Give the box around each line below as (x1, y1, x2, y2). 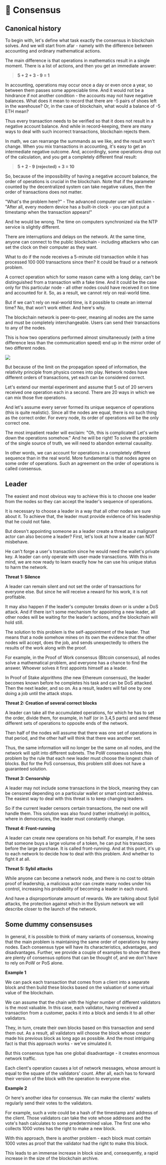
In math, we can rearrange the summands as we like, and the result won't (5, 138, 155, 144)
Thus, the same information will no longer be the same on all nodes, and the (5, 744, 160, 751)
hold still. (5, 619, 24, 625)
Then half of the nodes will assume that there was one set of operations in (5, 729, 157, 736)
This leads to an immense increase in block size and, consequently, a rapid (5, 1150, 159, 1156)
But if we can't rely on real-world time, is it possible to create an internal (5, 300, 152, 305)
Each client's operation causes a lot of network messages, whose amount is (5, 1065, 161, 1071)
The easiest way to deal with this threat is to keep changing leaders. (5, 795, 144, 801)
